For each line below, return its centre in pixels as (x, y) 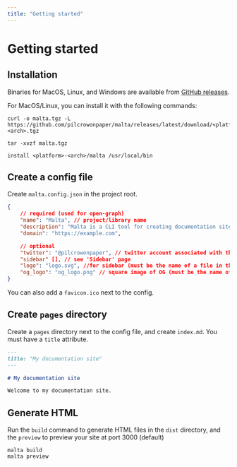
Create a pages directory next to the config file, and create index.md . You (112, 331)
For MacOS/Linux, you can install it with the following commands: (102, 105)
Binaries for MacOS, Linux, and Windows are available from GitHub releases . (119, 92)
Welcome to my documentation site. (60, 391)
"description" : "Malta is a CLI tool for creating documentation (118, 227)
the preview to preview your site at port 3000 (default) (86, 437)
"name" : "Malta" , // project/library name (83, 220)
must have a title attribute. (48, 339)
